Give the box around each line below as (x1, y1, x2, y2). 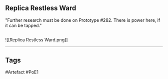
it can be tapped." (5, 22, 42, 28)
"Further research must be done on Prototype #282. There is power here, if (5, 17, 160, 23)
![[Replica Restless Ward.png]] (5, 37, 68, 43)
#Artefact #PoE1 (5, 69, 39, 75)
